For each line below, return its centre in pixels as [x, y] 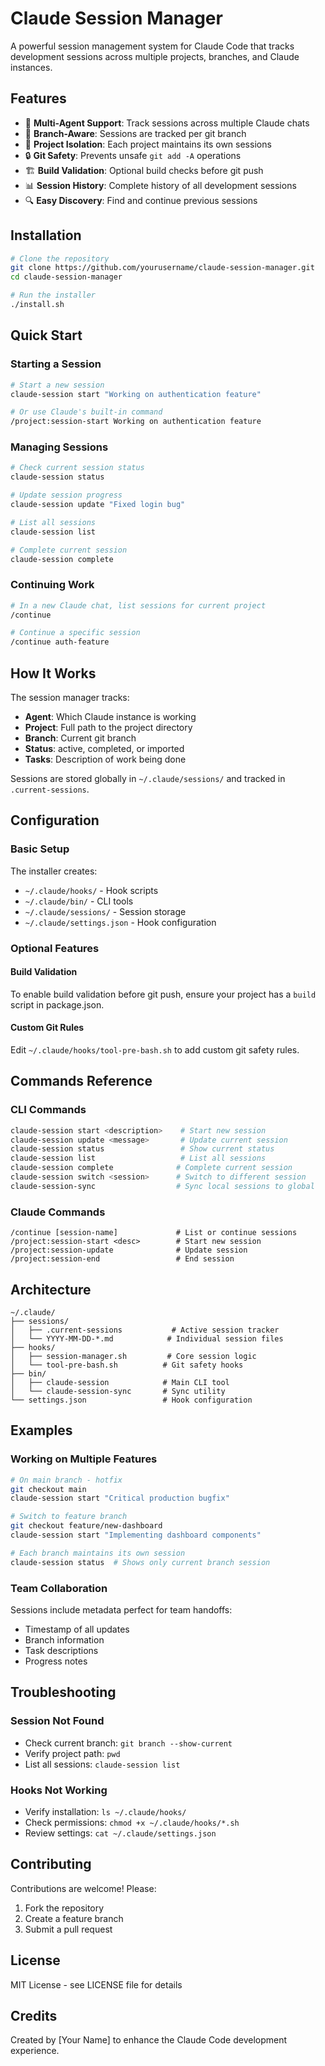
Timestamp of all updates [77, 1629]
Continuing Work [52, 585]
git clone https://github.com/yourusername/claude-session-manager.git [162, 268]
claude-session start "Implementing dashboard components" [136, 1535]
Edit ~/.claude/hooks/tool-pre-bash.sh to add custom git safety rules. [155, 1050]
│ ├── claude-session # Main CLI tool [120, 1382]
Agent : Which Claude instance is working [110, 717]
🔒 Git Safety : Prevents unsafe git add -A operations [133, 155]
